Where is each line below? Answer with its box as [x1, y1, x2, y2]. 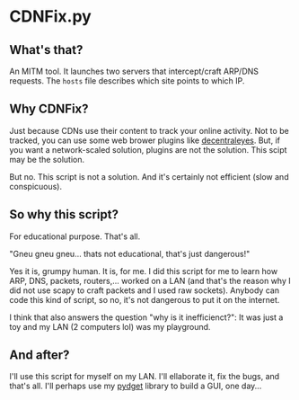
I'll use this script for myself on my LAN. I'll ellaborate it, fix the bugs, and [9, 371, 280, 382]
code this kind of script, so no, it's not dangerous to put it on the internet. [9, 294, 280, 305]
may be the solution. [9, 154, 85, 164]
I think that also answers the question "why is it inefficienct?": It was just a [9, 312, 284, 323]
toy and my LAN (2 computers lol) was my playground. [9, 321, 211, 332]
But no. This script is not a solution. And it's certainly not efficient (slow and [9, 171, 289, 182]
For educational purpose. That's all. [9, 231, 141, 242]
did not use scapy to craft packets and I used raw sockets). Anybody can [9, 285, 280, 296]
